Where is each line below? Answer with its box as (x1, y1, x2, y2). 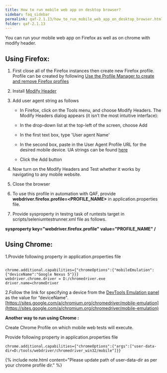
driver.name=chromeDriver (5, 280, 59, 285)
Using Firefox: (5, 54, 50, 63)
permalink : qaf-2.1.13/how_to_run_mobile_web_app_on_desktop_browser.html (5, 16, 164, 21)
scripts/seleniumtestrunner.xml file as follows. (12, 216, 107, 222)
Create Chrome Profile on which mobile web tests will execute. (5, 324, 134, 330)
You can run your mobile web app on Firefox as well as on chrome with (5, 35, 151, 41)
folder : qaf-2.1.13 (5, 21, 46, 26)
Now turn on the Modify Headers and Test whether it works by (12, 166, 141, 172)
